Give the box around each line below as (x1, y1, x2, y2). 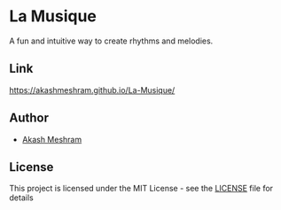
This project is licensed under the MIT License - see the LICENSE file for (9, 183, 273, 194)
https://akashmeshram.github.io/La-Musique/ (9, 84, 176, 95)
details (9, 192, 34, 203)
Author (9, 111, 49, 126)
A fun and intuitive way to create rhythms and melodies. (9, 35, 214, 46)
